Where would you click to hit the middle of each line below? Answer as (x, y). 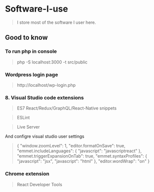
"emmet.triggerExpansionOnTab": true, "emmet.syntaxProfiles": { (82, 156)
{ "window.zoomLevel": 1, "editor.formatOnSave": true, (71, 146)
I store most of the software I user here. (56, 22)
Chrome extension (27, 174)
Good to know (26, 38)
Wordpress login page (31, 75)
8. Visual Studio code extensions (44, 97)
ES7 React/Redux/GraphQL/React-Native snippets (67, 108)
